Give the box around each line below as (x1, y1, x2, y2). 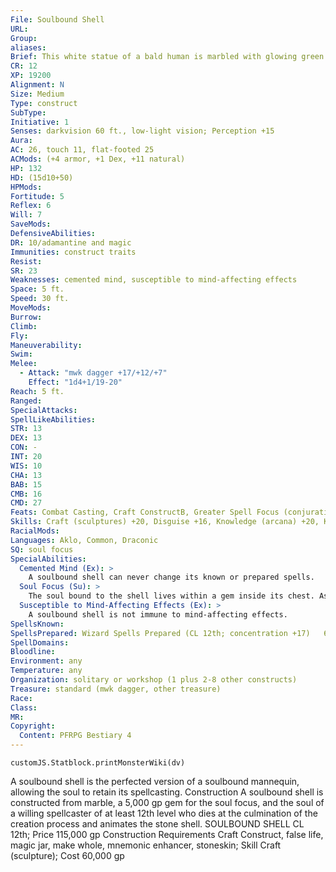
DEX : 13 (10, 433, 43, 443)
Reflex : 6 (10, 201, 52, 211)
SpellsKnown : (10, 619, 65, 629)
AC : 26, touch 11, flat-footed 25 (10, 145, 155, 155)
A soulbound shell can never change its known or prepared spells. (28, 572, 315, 583)
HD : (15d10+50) (10, 172, 74, 183)
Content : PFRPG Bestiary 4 (19, 731, 132, 741)
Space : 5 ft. (10, 284, 65, 295)
